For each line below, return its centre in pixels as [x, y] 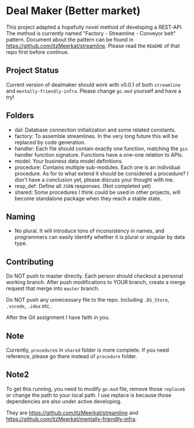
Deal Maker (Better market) [73, 11]
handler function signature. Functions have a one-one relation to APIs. [99, 154]
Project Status [33, 71]
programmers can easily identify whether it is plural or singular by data [100, 237]
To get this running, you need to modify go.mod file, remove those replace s [96, 389]
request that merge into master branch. [53, 288]
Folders [20, 116]
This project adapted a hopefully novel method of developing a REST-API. [94, 27]
